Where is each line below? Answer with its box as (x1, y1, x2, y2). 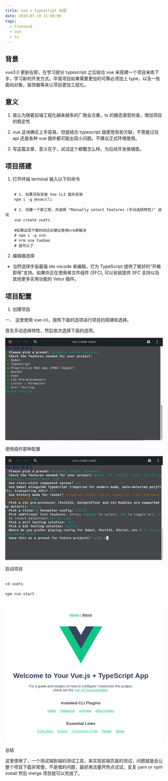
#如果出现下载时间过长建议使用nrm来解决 (14, 228, 86, 233)
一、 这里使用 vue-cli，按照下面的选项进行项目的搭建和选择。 (5, 317, 131, 323)
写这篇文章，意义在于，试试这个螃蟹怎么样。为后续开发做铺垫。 (12, 146, 144, 152)
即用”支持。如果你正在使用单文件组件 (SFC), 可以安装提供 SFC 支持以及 (12, 270, 159, 276)
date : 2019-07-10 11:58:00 (5, 13, 61, 19)
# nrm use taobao (14, 238, 50, 243)
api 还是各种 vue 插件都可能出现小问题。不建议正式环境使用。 (12, 135, 140, 141)
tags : (5, 19, 16, 24)
